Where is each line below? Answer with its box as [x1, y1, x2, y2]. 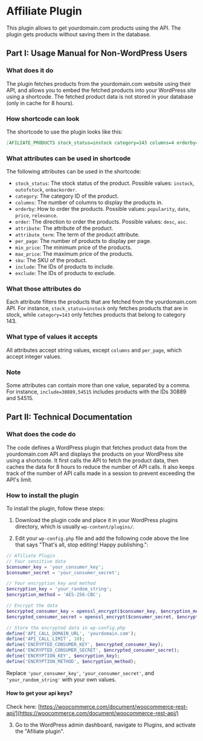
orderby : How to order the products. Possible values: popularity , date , [14, 205, 190, 213]
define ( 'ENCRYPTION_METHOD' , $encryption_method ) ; [6, 658, 137, 664]
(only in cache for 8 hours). [6, 99, 74, 106]
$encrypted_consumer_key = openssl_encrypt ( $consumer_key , [6, 608, 158, 614]
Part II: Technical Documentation [6, 412, 132, 422]
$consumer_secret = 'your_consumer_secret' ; [6, 569, 120, 575]
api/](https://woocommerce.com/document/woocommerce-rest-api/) [6, 710, 179, 717]
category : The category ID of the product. [14, 192, 119, 200]
